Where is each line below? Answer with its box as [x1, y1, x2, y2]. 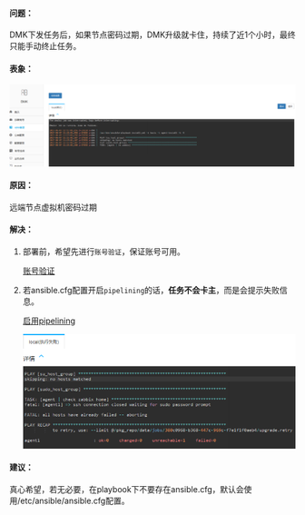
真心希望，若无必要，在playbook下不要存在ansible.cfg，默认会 [9, 484, 245, 495]
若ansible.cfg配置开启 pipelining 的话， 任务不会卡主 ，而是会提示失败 [22, 285, 280, 296]
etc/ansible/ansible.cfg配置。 [20, 495, 130, 507]
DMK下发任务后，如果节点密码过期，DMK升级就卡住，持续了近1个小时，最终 [9, 29, 297, 40]
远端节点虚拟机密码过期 [9, 202, 97, 213]
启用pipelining [22, 315, 75, 326]
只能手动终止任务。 [9, 41, 82, 52]
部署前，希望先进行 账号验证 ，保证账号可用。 [22, 246, 186, 257]
